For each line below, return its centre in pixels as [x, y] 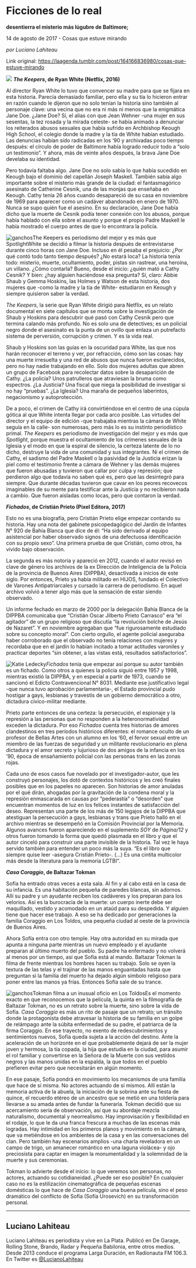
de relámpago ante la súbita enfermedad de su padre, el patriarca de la [91, 1024]
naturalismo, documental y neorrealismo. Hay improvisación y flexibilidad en [98, 1116]
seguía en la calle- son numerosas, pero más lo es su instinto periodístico [94, 427]
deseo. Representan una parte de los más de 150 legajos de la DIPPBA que [96, 811]
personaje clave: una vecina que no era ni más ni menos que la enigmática [96, 109]
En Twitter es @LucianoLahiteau [45, 1259]
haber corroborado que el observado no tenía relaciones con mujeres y [92, 640]
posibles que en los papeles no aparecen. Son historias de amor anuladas [95, 786]
